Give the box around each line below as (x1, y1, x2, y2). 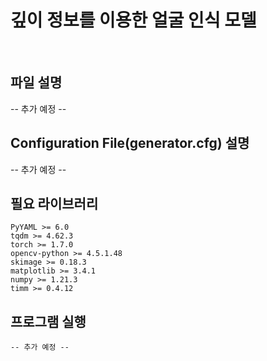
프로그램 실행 (10, 313, 87, 330)
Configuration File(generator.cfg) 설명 (10, 135, 250, 152)
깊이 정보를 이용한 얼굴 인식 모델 (10, 9, 257, 32)
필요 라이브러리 (10, 195, 99, 212)
